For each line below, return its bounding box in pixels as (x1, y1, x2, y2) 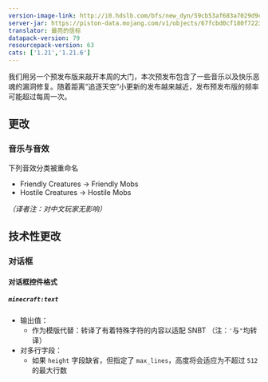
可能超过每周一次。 (8, 92, 72, 101)
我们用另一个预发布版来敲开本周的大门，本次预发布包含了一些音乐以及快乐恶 (8, 72, 260, 81)
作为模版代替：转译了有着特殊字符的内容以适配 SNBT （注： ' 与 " (31, 325, 243, 335)
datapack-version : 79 (8, 34, 81, 42)
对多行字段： (19, 345, 62, 355)
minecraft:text (8, 296, 59, 304)
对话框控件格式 (8, 277, 57, 286)
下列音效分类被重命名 (8, 163, 78, 173)
